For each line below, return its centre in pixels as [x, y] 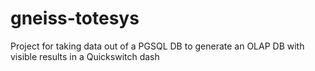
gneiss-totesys [75, 18]
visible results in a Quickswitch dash [85, 56]
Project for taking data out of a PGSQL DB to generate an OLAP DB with [157, 46]
